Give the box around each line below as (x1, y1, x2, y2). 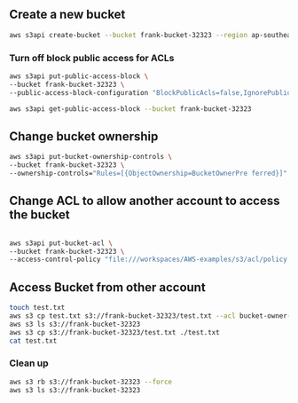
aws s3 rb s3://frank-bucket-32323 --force (9, 377, 173, 386)
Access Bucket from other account (9, 280, 206, 295)
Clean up (9, 357, 49, 369)
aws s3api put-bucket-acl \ (9, 239, 114, 248)
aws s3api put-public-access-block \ (9, 71, 149, 81)
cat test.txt (9, 336, 58, 345)
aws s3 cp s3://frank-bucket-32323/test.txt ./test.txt (9, 328, 220, 336)
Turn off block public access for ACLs (9, 51, 175, 64)
